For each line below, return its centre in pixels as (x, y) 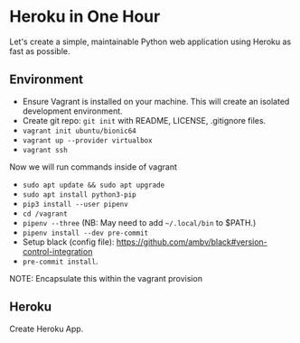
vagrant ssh (45, 150)
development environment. (73, 111)
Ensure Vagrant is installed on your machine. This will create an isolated (156, 101)
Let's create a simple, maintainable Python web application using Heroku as (150, 42)
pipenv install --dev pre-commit (85, 233)
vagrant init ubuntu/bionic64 (80, 131)
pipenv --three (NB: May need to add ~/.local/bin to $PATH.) (139, 222)
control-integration (57, 251)
